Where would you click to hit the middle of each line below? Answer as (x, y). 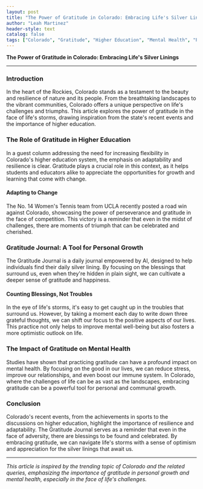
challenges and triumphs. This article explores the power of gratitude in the (100, 111)
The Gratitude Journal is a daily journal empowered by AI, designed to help (99, 261)
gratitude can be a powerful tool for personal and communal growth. (91, 388)
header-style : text (31, 29)
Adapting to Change (32, 193)
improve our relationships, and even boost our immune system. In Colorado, (101, 375)
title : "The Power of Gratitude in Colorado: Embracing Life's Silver (97, 18)
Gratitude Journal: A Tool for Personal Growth (75, 247)
